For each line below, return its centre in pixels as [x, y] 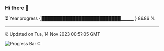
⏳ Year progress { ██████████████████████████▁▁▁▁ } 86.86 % [80, 18]
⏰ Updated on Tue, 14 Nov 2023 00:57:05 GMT [52, 34]
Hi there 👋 [17, 8]
